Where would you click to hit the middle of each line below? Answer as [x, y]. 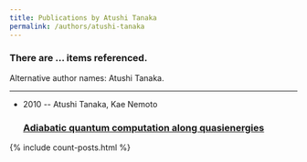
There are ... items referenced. [79, 58]
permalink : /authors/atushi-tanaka [77, 26]
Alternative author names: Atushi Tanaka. [87, 77]
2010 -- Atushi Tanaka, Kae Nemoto [90, 104]
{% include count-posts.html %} [70, 147]
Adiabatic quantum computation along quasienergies [143, 127]
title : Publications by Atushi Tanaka [83, 18]
